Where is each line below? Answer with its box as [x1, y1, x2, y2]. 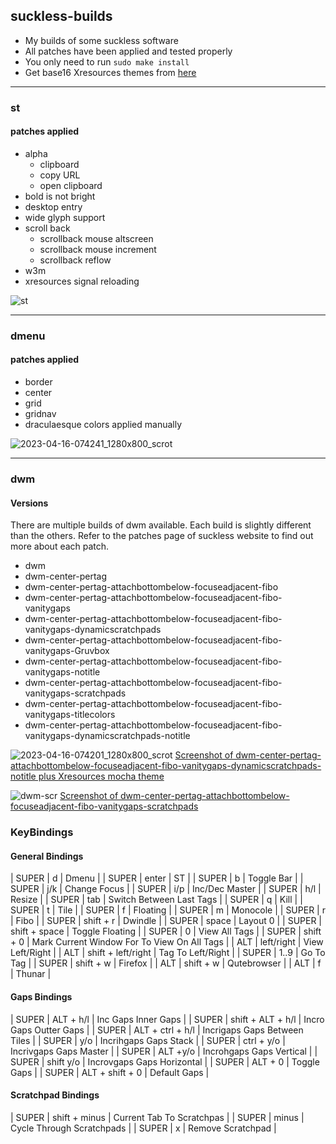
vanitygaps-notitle [24, 666, 101, 678]
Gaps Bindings [10, 990, 73, 1003]
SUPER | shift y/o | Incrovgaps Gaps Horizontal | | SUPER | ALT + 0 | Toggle [10, 1055, 320, 1068]
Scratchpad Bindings [10, 1089, 100, 1101]
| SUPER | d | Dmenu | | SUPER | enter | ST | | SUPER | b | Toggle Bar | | [10, 872, 304, 884]
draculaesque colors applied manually [24, 419, 183, 431]
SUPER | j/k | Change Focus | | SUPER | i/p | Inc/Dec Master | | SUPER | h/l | [10, 883, 322, 895]
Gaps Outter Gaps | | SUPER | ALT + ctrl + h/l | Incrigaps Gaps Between [10, 1024, 304, 1036]
